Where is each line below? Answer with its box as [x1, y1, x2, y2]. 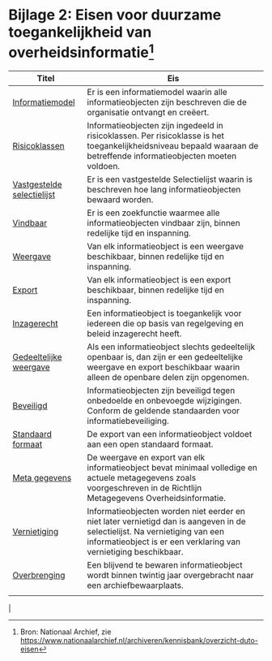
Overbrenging [12, 570, 66, 581]
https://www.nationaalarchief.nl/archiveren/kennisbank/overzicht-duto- [19, 636, 259, 646]
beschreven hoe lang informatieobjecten [87, 184, 241, 196]
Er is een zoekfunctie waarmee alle [87, 207, 220, 218]
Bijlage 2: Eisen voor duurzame [8, 6, 222, 24]
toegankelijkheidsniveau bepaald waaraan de [87, 140, 259, 152]
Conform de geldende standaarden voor [87, 405, 240, 417]
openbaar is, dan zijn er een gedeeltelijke [87, 352, 244, 363]
